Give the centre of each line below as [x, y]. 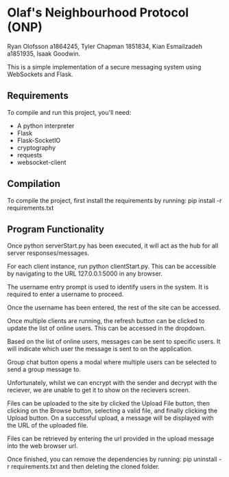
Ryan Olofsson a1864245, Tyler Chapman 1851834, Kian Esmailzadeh [105, 46]
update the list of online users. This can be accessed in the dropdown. [107, 329]
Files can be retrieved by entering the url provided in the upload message [111, 439]
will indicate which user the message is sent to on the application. [100, 349]
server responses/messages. [48, 253]
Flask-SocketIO [39, 140]
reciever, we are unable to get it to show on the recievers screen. [99, 390]
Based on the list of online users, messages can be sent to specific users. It [114, 342]
